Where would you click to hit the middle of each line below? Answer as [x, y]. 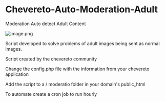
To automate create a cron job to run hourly [51, 94]
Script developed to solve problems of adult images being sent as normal [82, 43]
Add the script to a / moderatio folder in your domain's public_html [75, 84]
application [17, 74]
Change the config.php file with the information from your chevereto [77, 69]
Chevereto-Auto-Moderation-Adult [81, 9]
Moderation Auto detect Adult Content [46, 24]
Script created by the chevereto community [51, 59]
